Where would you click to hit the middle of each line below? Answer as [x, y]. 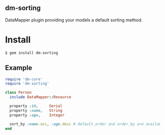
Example [19, 68]
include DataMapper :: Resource [40, 97]
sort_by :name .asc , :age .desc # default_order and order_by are [77, 124]
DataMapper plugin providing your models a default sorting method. [74, 20]
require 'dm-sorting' [27, 84]
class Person [18, 93]
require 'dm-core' [24, 79]
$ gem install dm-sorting [31, 53]
